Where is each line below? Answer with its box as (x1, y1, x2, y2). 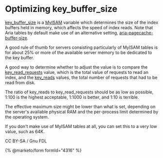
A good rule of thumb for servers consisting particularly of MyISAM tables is (5, 44, 158, 50)
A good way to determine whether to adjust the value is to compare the (5, 64, 148, 70)
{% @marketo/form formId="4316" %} (5, 147, 82, 153)
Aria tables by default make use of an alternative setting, (5, 30, 118, 35)
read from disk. (5, 79, 36, 86)
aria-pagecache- (119, 30, 153, 35)
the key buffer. (5, 54, 34, 60)
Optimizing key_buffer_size (5, 3, 118, 15)
